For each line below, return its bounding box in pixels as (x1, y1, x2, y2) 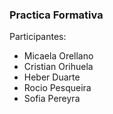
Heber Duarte (23, 71, 81, 83)
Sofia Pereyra (23, 93, 81, 105)
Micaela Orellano (23, 50, 94, 62)
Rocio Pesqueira (23, 82, 92, 94)
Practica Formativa (9, 8, 104, 22)
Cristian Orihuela (23, 61, 94, 73)
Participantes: (9, 31, 67, 43)
